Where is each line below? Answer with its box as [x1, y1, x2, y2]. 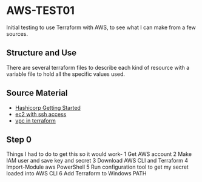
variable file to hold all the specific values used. [6, 70, 126, 78]
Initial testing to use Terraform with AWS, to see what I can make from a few [6, 24, 196, 31]
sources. [6, 30, 29, 37]
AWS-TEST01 [6, 4, 75, 18]
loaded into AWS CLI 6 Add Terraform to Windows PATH [6, 170, 147, 177]
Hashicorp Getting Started [15, 104, 81, 111]
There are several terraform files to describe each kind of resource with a [6, 64, 190, 71]
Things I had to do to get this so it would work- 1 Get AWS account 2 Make [6, 150, 192, 158]
